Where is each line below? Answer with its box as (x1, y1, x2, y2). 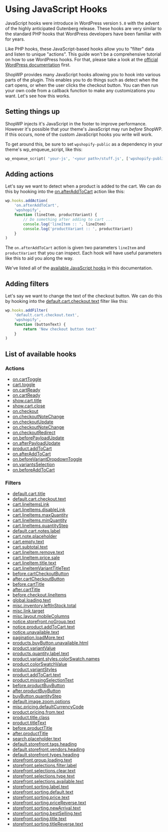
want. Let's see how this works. (5, 93, 70, 99)
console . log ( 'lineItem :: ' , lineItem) (23, 222, 106, 227)
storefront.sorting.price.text (12, 794, 70, 800)
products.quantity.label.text (12, 650, 69, 656)
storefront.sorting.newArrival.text (12, 805, 81, 811)
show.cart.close (12, 403, 45, 409)
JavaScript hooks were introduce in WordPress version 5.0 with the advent (5, 20, 159, 26)
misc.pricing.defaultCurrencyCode (12, 704, 84, 710)
